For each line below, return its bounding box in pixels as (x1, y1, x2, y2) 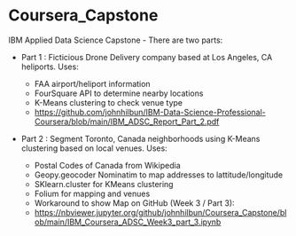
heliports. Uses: (20, 61, 79, 72)
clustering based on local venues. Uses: (20, 143, 167, 153)
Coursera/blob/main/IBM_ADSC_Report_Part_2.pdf (34, 116, 220, 127)
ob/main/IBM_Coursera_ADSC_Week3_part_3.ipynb (34, 216, 222, 227)
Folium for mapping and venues (34, 188, 151, 199)
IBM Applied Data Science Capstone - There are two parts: (8, 35, 223, 45)
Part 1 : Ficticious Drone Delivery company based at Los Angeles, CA (20, 51, 273, 62)
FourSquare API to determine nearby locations (34, 88, 204, 98)
